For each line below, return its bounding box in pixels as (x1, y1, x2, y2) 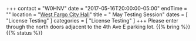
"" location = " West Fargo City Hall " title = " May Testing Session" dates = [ (6, 11, 188, 18)
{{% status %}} (6, 29, 43, 36)
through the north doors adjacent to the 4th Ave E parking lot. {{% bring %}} (6, 23, 191, 30)
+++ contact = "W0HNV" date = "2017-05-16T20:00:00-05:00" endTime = (6, 5, 188, 12)
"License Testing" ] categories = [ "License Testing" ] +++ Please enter (6, 17, 179, 24)
